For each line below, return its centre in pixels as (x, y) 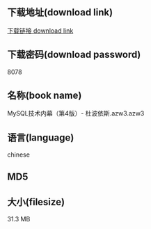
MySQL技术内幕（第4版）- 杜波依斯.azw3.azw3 (76, 113)
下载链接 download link (40, 31)
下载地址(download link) (60, 13)
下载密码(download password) (74, 55)
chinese (18, 155)
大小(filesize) (36, 202)
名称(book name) (45, 96)
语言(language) (41, 137)
